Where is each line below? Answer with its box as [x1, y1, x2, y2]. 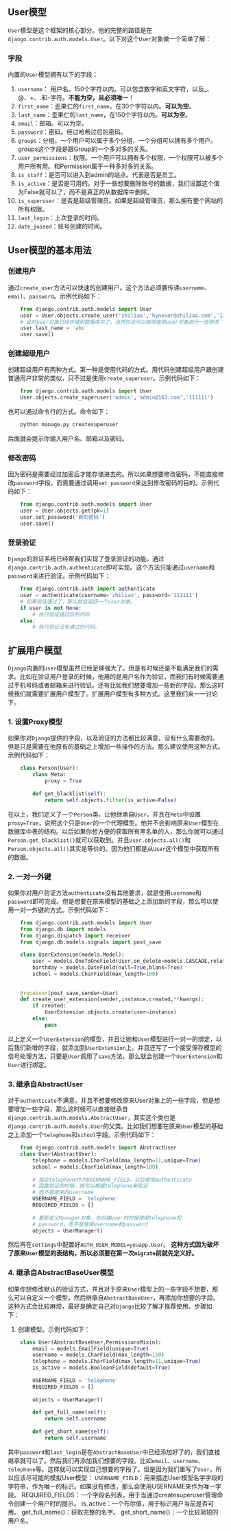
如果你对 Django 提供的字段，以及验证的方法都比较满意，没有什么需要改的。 [8, 734, 219, 743]
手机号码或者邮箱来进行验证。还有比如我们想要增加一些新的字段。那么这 [13, 681, 218, 690]
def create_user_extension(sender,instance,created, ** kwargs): [20, 996, 205, 1003]
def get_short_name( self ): [32, 1428, 110, 1435]
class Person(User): [20, 764, 79, 772]
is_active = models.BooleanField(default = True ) [32, 1364, 171, 1371]
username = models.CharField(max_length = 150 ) [32, 1351, 165, 1359]
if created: [32, 1003, 67, 1009]
